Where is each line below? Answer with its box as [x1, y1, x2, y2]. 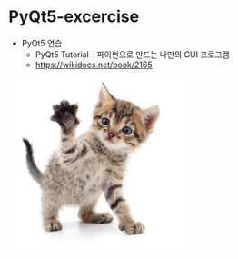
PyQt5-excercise [8, 6, 140, 27]
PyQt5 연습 [21, 37, 63, 48]
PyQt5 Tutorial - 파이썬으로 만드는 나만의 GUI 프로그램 [35, 48, 230, 60]
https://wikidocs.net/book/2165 [35, 59, 153, 70]
